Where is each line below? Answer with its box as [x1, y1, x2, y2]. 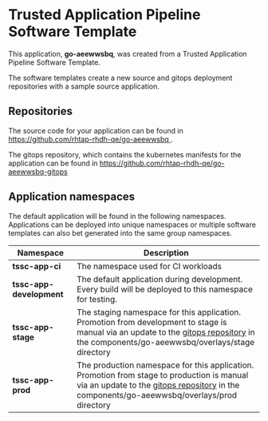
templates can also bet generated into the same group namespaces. [8, 228, 233, 237]
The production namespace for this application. [77, 359, 254, 371]
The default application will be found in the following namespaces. [8, 211, 227, 220]
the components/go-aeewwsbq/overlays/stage [77, 336, 255, 348]
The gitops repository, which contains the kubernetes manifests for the [8, 149, 242, 159]
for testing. [77, 293, 118, 304]
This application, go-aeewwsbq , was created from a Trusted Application [8, 49, 247, 58]
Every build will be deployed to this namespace [77, 284, 253, 295]
